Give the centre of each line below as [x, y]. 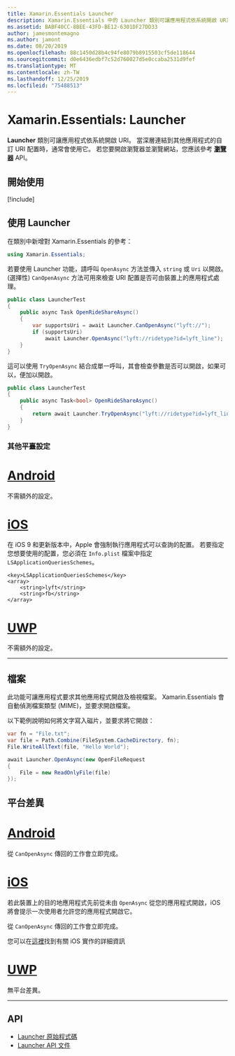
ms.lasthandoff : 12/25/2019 [48, 79]
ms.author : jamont [34, 40]
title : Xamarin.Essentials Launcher [60, 14]
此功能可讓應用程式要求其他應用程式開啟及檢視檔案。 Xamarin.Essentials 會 [116, 697]
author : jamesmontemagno [43, 33]
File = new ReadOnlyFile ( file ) [65, 772]
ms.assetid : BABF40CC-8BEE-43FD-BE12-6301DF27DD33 [83, 27]
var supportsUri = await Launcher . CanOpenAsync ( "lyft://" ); [122, 326]
